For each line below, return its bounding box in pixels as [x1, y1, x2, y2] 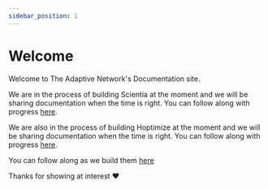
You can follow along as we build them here [8, 155, 154, 165]
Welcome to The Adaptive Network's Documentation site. [8, 74, 201, 84]
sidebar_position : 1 [8, 11, 79, 20]
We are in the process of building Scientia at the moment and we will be [8, 89, 249, 99]
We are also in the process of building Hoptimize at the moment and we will [8, 122, 261, 132]
